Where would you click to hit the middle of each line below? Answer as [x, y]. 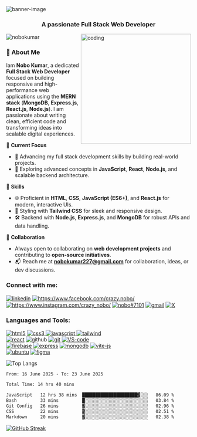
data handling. [32, 226]
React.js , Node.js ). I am [35, 109]
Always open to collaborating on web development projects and [93, 248]
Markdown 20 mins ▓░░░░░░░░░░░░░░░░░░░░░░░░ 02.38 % [90, 417]
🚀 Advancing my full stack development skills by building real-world [96, 156]
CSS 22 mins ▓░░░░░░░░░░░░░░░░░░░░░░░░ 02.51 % [90, 411]
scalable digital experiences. [40, 134]
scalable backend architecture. [52, 175]
